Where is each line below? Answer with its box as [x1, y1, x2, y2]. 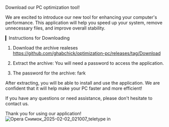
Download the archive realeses [12, 45, 78, 50]
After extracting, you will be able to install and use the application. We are [5, 80, 160, 86]
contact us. [5, 100, 29, 107]
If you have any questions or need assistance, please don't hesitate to [5, 95, 153, 101]
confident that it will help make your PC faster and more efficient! [5, 85, 142, 91]
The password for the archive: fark [12, 70, 86, 76]
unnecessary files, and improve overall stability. [5, 25, 106, 31]
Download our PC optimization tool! [5, 5, 80, 10]
